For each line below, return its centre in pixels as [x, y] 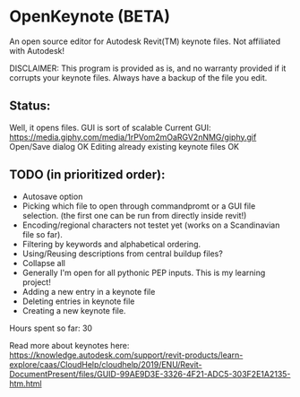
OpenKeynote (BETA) [90, 17]
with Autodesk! [37, 50]
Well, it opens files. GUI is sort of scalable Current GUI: [111, 127]
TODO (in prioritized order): [87, 175]
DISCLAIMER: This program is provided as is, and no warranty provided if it [148, 68]
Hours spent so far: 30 [51, 328]
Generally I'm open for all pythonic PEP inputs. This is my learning [144, 272]
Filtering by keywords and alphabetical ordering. [111, 244]
